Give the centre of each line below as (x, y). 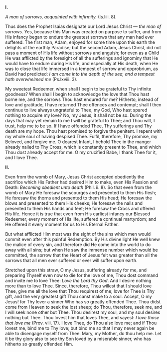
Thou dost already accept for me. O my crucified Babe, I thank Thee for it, (81, 152)
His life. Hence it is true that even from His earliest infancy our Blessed (78, 214)
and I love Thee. (22, 158)
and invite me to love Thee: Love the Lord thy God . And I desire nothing (78, 281)
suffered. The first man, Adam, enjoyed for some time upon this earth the (80, 42)
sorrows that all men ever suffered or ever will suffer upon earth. (71, 260)
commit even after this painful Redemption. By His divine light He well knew (83, 239)
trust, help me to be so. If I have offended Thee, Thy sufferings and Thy (79, 126)
